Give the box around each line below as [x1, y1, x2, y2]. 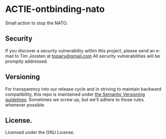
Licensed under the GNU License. [5, 130, 75, 136]
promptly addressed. [5, 58, 48, 64]
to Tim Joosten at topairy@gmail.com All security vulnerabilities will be [14, 53, 161, 59]
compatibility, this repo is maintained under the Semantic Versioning [5, 91, 146, 97]
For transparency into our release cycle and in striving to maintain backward [5, 86, 162, 92]
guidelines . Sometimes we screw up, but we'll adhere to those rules [5, 96, 144, 103]
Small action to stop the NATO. [5, 20, 68, 26]
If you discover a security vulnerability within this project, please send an [5, 47, 156, 53]
